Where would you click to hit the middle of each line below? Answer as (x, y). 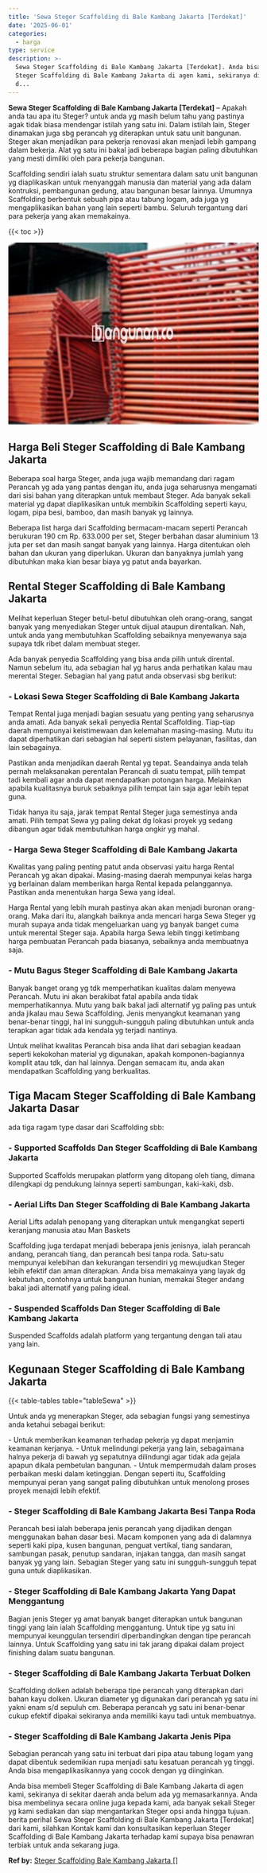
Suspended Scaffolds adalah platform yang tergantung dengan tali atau (125, 1335)
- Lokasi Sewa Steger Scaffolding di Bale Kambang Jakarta (124, 696)
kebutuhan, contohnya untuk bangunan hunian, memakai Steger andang (126, 1280)
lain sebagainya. (35, 748)
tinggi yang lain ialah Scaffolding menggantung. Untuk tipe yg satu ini (122, 1627)
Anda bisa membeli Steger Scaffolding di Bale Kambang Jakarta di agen (126, 1786)
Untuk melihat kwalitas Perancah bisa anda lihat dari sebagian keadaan (124, 1045)
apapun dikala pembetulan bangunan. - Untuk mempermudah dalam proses (132, 1465)
